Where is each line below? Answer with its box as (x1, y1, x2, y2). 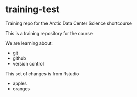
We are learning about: (5, 40, 53, 46)
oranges (12, 85, 30, 92)
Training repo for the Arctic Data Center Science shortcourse (5, 20, 132, 26)
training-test (5, 4, 60, 15)
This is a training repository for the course (5, 30, 93, 36)
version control (12, 60, 44, 67)
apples (12, 80, 27, 86)
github (12, 55, 26, 61)
